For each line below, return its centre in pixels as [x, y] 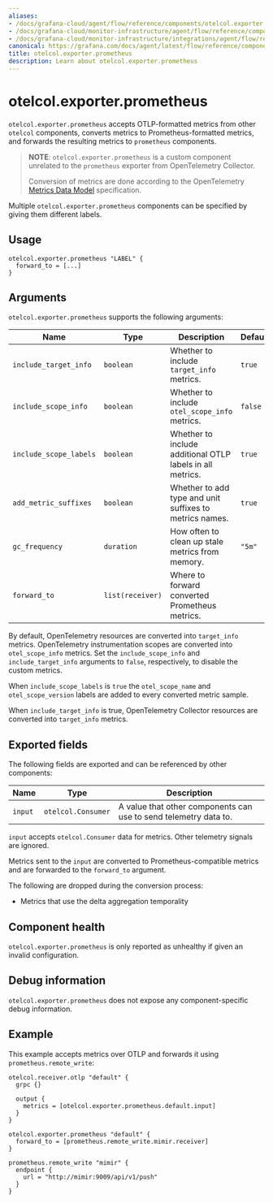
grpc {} [29, 1084]
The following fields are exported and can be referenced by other [118, 764]
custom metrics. [35, 670]
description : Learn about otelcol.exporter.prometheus [103, 62]
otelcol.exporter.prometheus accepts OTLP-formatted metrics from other [132, 123]
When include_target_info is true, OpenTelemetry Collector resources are [133, 711]
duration [121, 547]
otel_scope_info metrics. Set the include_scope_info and [104, 653]
